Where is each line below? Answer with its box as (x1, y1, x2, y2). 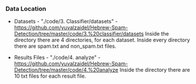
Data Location (5, 5, 46, 13)
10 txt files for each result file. (14, 72, 87, 80)
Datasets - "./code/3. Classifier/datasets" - (14, 18, 118, 25)
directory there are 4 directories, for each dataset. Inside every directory (14, 37, 191, 44)
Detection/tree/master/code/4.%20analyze (14, 66, 119, 73)
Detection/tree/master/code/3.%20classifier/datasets (14, 30, 144, 37)
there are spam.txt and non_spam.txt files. (14, 43, 117, 50)
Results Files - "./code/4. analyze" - (14, 54, 101, 61)
